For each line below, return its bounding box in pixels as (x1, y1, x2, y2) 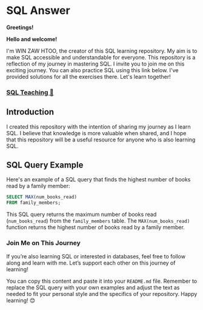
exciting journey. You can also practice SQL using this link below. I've (6, 66, 179, 73)
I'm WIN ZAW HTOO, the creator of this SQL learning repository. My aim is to (6, 47, 198, 55)
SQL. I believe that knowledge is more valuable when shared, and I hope (6, 129, 187, 136)
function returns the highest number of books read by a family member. (6, 224, 185, 231)
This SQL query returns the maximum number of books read (6, 211, 157, 218)
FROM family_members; (6, 200, 61, 206)
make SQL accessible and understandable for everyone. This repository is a (6, 53, 196, 61)
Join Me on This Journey (6, 239, 81, 248)
